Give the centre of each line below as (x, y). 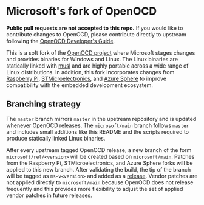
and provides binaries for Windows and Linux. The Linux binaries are (92, 59)
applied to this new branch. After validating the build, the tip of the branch (99, 169)
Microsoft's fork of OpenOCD (81, 11)
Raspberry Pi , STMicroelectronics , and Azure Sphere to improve (87, 78)
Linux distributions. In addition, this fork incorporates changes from (90, 72)
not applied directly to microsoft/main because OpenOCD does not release (100, 182)
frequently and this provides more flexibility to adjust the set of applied (95, 189)
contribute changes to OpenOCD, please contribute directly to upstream (96, 34)
